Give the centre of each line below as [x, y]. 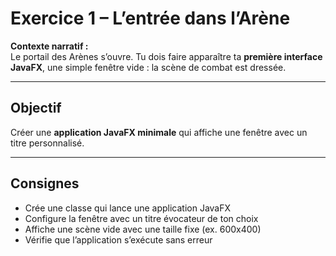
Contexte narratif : [49, 46]
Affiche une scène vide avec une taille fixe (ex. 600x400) [143, 229]
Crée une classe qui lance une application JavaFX [128, 208]
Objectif [36, 108]
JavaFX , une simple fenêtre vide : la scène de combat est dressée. [148, 67]
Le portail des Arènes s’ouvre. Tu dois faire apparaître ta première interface [166, 56]
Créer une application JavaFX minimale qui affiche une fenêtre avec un [159, 132]
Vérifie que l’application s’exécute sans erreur [118, 239]
